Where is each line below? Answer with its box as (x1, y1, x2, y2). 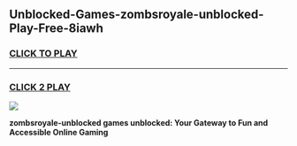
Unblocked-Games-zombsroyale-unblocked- (9, 7, 264, 22)
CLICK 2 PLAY (9, 81, 71, 93)
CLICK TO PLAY (9, 48, 78, 60)
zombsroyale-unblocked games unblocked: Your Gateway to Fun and (9, 117, 269, 127)
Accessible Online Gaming (9, 127, 109, 137)
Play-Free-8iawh (9, 21, 104, 36)
